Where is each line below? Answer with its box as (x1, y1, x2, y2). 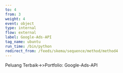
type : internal (5, 26, 37, 31)
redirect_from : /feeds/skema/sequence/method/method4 (5, 48, 119, 53)
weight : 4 (5, 16, 26, 21)
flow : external (5, 30, 37, 35)
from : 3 (5, 12, 21, 17)
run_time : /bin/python (5, 44, 52, 49)
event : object (5, 21, 35, 26)
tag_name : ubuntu (5, 39, 41, 44)
